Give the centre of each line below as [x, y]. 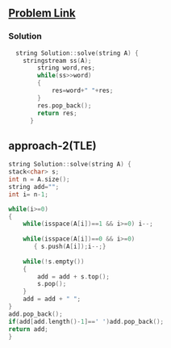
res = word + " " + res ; [82, 91]
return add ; [28, 329]
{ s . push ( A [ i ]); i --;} [70, 246]
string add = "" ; [34, 187]
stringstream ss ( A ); [57, 61]
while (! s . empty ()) [54, 262]
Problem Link [42, 13]
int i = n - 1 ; [28, 194]
